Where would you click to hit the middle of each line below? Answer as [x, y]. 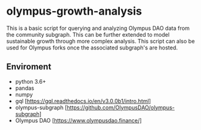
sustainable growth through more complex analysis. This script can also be [101, 41]
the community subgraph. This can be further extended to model [88, 34]
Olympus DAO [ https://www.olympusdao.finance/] [79, 120]
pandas [25, 88]
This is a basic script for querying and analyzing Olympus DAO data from [98, 28]
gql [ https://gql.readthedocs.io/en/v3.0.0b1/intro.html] [83, 101]
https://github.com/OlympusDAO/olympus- [121, 107]
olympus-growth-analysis [74, 11]
